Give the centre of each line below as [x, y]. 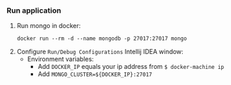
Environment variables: [60, 59]
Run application [34, 11]
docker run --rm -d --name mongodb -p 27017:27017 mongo [102, 39]
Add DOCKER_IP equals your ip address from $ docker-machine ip [131, 67]
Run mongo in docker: [49, 26]
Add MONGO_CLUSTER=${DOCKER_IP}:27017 [95, 74]
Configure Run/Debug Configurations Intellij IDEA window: [100, 52]
